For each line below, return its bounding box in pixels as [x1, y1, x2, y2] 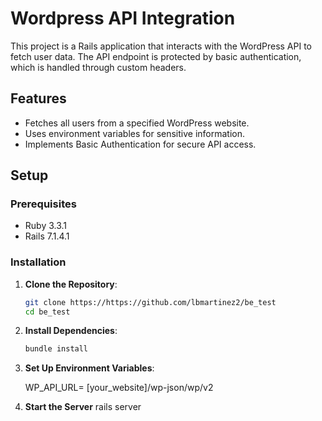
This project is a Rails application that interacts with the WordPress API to [10, 40, 312, 52]
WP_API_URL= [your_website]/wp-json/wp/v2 [24, 382, 214, 394]
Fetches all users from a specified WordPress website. [24, 117, 250, 129]
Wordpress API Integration [10, 7, 236, 30]
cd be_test [24, 307, 71, 317]
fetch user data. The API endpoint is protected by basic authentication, [10, 50, 302, 62]
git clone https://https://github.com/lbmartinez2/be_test [24, 297, 277, 307]
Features [10, 90, 67, 107]
